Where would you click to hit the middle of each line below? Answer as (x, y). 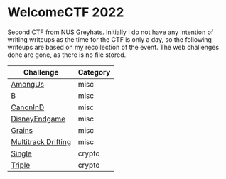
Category (94, 72)
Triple (21, 165)
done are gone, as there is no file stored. (67, 55)
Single (21, 153)
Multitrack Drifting (41, 141)
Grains (22, 130)
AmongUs (28, 84)
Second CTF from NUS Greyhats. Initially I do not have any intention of (111, 32)
